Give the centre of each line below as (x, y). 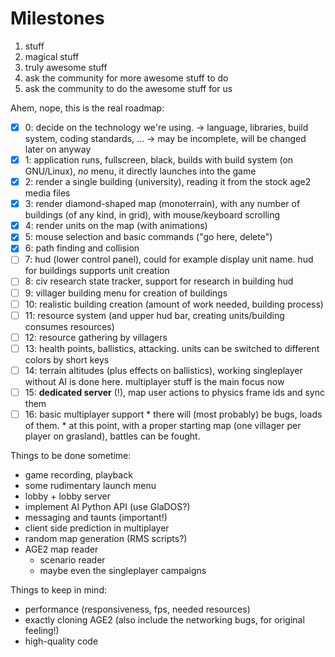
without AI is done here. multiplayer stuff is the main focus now (154, 381)
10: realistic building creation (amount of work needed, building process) (174, 304)
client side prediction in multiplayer (97, 528)
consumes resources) (69, 326)
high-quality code (61, 641)
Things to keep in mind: (58, 590)
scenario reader (72, 560)
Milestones (57, 18)
